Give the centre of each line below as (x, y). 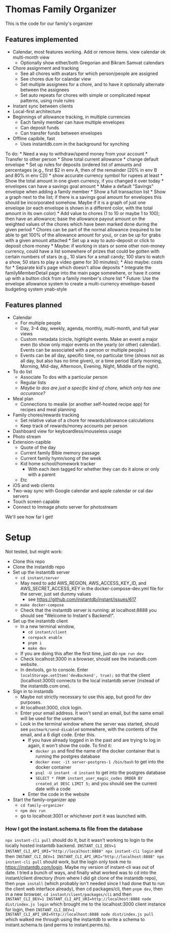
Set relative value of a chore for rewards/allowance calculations (87, 420)
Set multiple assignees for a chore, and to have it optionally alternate (92, 84)
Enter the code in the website (59, 794)
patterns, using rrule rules (47, 100)
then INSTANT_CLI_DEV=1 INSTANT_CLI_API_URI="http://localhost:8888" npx (85, 856)
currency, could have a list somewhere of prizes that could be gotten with (82, 251)
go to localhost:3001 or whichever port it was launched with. (83, 816)
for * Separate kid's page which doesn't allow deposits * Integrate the (78, 267)
